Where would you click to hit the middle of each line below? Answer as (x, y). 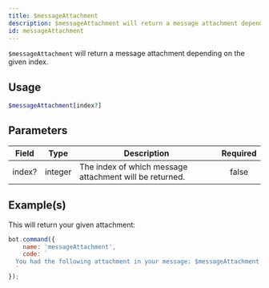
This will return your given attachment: (72, 225)
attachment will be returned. (132, 176)
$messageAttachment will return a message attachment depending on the (127, 54)
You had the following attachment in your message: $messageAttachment (138, 262)
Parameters (38, 130)
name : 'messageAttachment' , (69, 247)
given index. (28, 62)
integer (58, 172)
